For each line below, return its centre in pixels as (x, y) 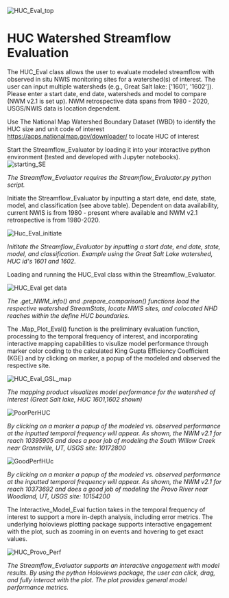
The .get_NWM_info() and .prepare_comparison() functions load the (104, 301)
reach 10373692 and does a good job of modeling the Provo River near (108, 489)
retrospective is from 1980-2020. (54, 220)
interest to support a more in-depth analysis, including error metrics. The (110, 517)
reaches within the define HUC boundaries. (69, 315)
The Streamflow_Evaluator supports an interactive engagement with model (113, 565)
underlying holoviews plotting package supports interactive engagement (110, 524)
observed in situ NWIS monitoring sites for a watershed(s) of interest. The (111, 79)
